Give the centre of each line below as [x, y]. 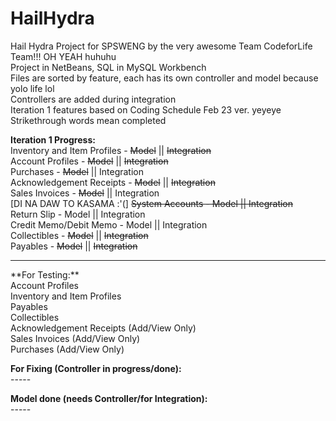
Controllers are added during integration [93, 99]
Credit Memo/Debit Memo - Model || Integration [109, 224]
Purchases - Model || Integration [77, 171]
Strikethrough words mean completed [88, 120]
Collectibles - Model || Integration [79, 235]
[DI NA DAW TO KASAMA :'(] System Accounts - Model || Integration [152, 203]
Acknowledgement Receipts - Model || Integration [113, 182]
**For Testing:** [45, 274]
